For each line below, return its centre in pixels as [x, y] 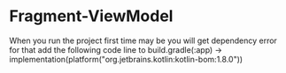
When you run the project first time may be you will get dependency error [143, 40]
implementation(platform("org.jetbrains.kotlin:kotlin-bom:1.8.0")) [126, 59]
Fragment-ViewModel [91, 16]
